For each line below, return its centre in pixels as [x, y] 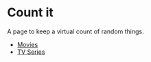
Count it [30, 13]
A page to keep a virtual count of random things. [75, 31]
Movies [27, 44]
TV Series [31, 52]
